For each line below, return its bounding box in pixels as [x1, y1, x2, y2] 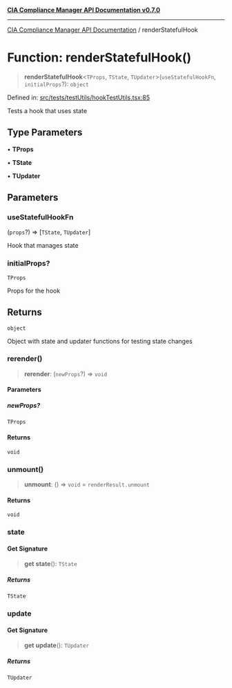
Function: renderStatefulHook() [7, 50, 192, 66]
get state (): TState [23, 560, 77, 568]
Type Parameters [7, 127, 83, 139]
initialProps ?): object [23, 79, 89, 88]
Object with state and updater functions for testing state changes [7, 337, 193, 345]
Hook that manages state [7, 242, 79, 250]
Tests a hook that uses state [7, 106, 88, 115]
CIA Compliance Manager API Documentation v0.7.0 [7, 6, 161, 14]
